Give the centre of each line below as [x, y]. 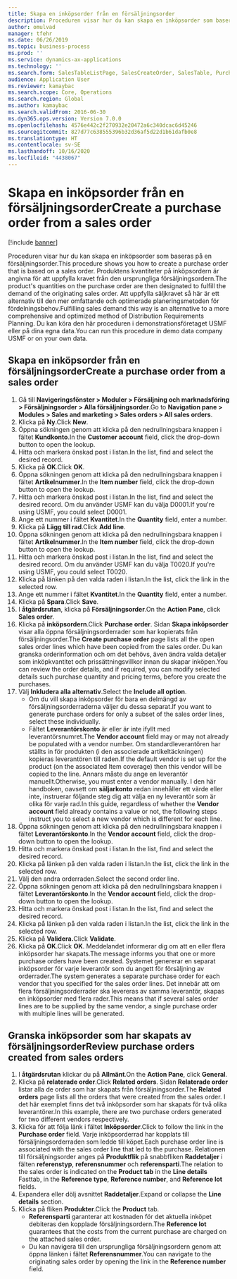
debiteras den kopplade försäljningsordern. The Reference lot [117, 1224]
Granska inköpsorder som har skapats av [100, 1036]
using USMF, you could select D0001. [72, 512]
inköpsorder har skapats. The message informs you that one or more [117, 953]
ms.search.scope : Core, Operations [60, 92]
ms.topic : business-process [49, 47]
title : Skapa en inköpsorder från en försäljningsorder [91, 14]
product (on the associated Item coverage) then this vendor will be [125, 766]
